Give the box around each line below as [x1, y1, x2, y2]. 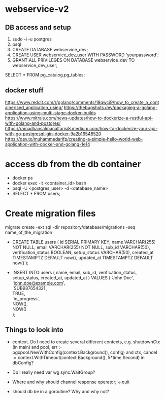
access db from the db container [5, 159, 141, 170]
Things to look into [5, 326, 64, 334]
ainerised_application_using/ [5, 105, 63, 110]
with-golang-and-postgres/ [5, 120, 61, 126]
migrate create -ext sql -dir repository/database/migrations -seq [5, 224, 135, 230]
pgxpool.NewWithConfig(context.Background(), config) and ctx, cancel [12, 349, 158, 355]
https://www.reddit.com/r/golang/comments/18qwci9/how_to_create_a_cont [5, 99, 159, 105]
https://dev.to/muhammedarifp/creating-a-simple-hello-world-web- [5, 136, 143, 142]
